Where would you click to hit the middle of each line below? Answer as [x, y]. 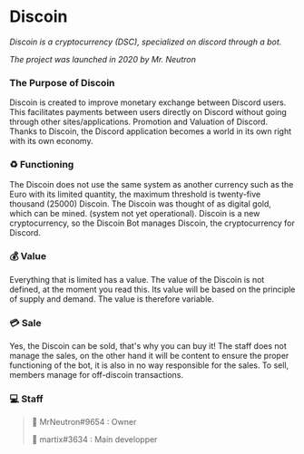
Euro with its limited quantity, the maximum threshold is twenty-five [135, 194]
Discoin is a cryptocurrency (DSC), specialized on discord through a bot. [146, 42]
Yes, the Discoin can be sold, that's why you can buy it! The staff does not [148, 346]
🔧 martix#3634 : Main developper [94, 440]
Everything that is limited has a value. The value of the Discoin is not [137, 279]
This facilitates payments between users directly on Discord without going [148, 112]
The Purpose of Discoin [62, 82]
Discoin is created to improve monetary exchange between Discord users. [148, 102]
